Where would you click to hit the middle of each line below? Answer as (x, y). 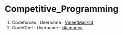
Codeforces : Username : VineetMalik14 (53, 22)
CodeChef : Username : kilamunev (47, 27)
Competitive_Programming (62, 9)
